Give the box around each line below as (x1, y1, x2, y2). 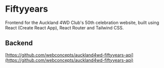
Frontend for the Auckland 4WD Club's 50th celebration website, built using (5, 20, 160, 25)
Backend (5, 39, 33, 47)
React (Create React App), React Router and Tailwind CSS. (5, 24, 124, 30)
